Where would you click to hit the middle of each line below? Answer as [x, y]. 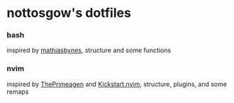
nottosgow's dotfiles [69, 13]
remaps [18, 91]
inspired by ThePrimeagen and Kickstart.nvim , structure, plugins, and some [117, 84]
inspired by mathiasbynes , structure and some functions [89, 50]
